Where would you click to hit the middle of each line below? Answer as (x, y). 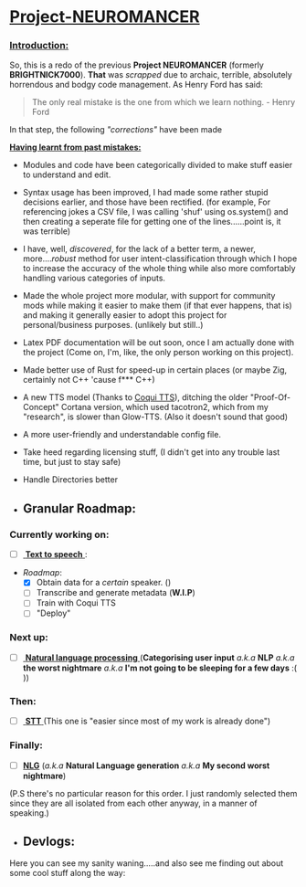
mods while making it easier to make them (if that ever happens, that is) (157, 306)
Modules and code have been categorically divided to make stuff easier (158, 165)
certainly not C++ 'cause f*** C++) (89, 380)
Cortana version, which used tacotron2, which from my (165, 407)
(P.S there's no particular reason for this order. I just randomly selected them (153, 793)
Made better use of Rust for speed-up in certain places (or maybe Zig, (155, 370)
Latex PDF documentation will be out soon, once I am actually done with (158, 343)
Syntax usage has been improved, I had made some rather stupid (145, 193)
